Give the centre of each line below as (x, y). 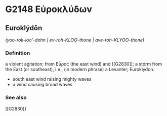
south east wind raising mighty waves (52, 79)
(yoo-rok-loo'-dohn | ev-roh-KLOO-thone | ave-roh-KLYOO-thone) (75, 40)
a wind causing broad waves (42, 85)
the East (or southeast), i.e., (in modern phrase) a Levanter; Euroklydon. (80, 70)
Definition (18, 53)
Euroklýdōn (24, 28)
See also (16, 98)
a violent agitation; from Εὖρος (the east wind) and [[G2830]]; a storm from (84, 64)
